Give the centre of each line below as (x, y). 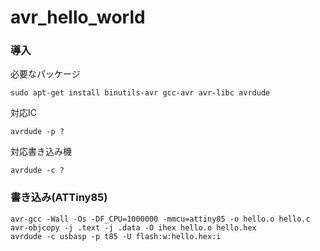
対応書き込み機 (41, 152)
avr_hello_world (78, 17)
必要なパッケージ (45, 74)
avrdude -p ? (37, 132)
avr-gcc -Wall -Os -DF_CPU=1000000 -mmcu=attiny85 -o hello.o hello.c (160, 219)
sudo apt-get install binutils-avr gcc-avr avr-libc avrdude (140, 93)
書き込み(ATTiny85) (59, 198)
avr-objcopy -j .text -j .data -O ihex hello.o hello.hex (133, 227)
